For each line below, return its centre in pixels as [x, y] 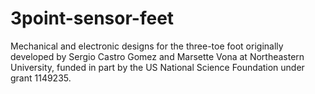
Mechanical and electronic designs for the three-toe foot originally [147, 46]
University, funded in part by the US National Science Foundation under [157, 67]
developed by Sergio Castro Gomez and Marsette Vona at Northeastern [157, 56]
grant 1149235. [41, 78]
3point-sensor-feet [92, 18]
